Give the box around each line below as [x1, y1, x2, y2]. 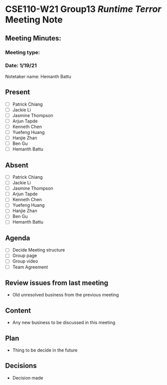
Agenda [5, 234, 30, 242]
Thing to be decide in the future [12, 347, 78, 353]
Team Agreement [12, 264, 48, 270]
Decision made [12, 375, 43, 381]
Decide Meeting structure [12, 247, 65, 253]
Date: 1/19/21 [5, 62, 37, 69]
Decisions [5, 362, 37, 370]
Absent [5, 161, 28, 169]
